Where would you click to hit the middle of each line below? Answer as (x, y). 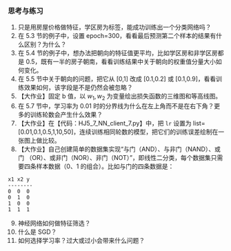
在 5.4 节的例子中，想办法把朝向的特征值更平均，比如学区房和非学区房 (118, 53)
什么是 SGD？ (37, 232)
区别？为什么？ (45, 44)
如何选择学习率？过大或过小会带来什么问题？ (81, 241)
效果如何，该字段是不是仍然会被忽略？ (78, 88)
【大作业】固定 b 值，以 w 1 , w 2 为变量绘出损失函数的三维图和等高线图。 (120, 97)
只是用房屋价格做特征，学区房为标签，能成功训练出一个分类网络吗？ (114, 27)
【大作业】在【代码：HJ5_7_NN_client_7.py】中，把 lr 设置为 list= (111, 123)
